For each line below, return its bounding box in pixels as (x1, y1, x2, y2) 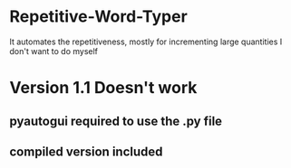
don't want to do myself (9, 45, 98, 56)
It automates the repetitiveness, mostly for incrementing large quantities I (9, 36, 283, 47)
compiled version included (9, 144, 163, 159)
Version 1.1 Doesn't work (9, 78, 198, 98)
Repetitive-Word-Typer (9, 6, 188, 27)
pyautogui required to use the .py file (9, 113, 223, 128)
